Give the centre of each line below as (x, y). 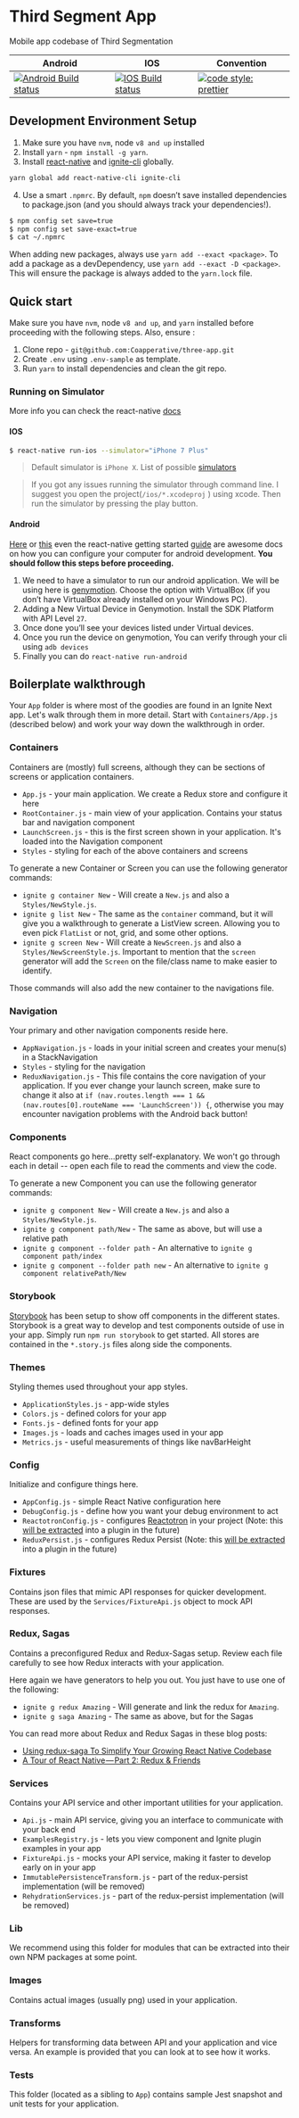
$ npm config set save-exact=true (73, 229)
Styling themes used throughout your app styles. (99, 1386)
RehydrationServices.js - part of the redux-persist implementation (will (153, 1896)
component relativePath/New (74, 1274)
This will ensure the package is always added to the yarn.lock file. (131, 273)
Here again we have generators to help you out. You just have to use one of (147, 1680)
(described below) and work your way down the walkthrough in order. (137, 724)
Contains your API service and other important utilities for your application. (146, 1803)
